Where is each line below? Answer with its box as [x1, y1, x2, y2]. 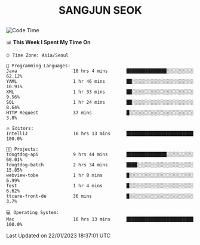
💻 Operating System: [6, 210, 60, 216]
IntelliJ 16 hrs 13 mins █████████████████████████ [6, 131, 194, 137]
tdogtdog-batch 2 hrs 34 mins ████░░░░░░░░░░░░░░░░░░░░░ [6, 162, 194, 168]
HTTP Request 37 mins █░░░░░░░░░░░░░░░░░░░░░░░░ [6, 110, 194, 116]
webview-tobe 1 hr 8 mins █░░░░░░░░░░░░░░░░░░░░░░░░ [6, 172, 194, 179]
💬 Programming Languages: [6, 63, 70, 69]
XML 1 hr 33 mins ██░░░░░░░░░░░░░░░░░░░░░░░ [6, 89, 194, 95]
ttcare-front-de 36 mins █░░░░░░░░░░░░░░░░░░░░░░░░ [6, 193, 194, 200]
